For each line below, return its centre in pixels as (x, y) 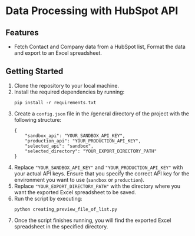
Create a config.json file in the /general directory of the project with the (102, 114)
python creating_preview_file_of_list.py (65, 209)
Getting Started (34, 72)
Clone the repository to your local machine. (66, 85)
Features (22, 33)
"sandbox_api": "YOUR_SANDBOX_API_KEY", (75, 136)
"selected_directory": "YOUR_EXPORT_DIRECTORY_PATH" (91, 151)
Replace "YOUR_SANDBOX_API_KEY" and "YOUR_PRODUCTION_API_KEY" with (98, 167)
